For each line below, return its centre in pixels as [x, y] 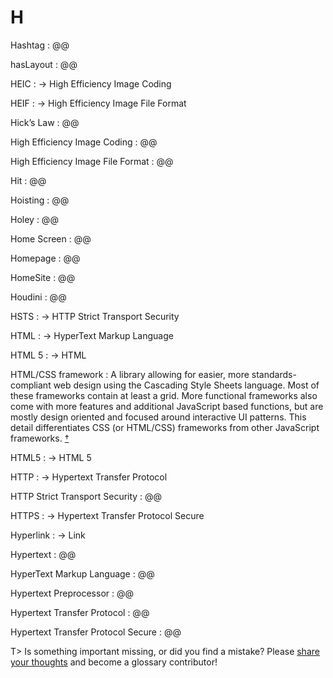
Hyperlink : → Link [48, 535]
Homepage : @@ [45, 258]
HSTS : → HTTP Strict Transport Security [95, 316]
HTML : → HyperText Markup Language [92, 335]
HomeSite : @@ [43, 277]
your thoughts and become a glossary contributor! [114, 662]
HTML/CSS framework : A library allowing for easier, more [130, 374]
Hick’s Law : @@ [45, 122]
